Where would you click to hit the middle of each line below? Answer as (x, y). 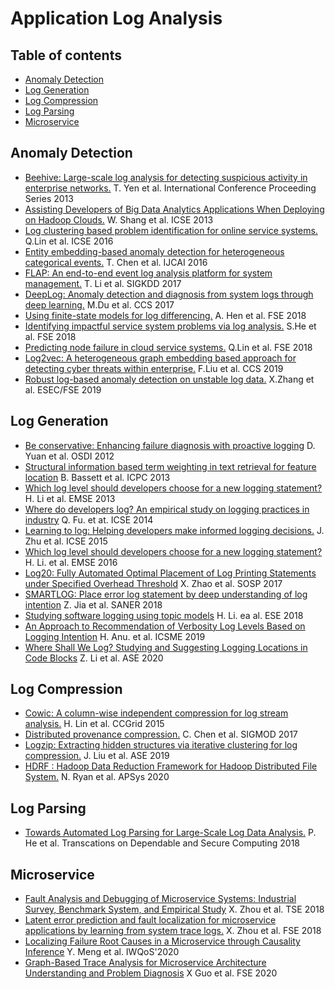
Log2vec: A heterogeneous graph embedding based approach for (160, 358)
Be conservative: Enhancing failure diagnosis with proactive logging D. (170, 445)
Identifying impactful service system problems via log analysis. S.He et (170, 326)
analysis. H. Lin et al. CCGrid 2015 (94, 724)
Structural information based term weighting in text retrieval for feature (170, 466)
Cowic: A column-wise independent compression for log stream (156, 713)
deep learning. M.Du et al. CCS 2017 (99, 304)
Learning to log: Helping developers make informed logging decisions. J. (174, 530)
